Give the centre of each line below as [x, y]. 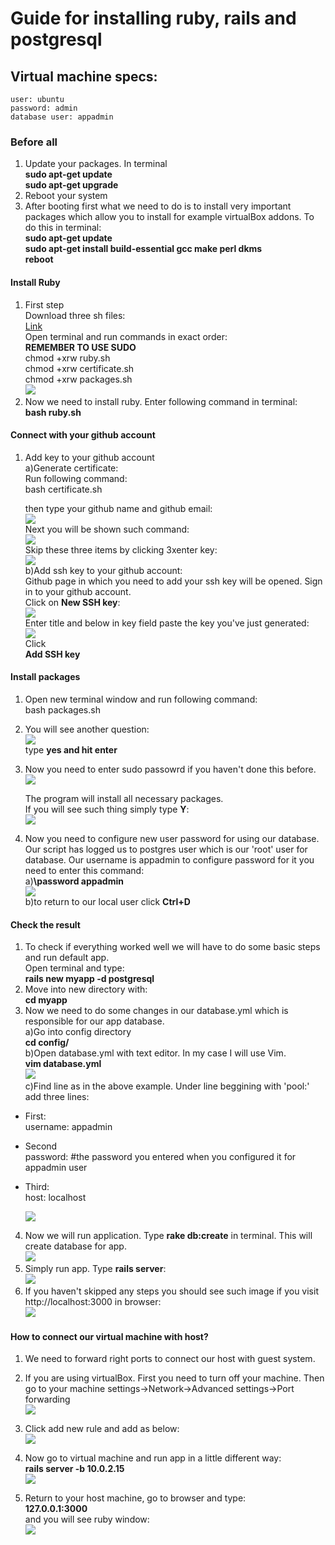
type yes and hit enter [71, 749]
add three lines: [57, 1097]
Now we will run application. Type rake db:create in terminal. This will [168, 1236]
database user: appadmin [62, 117]
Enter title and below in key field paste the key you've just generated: [167, 623]
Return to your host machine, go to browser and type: [135, 1498]
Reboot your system [66, 196]
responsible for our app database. [94, 1021]
